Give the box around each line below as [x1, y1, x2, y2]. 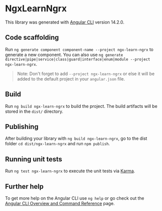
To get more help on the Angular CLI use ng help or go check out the [5, 195, 144, 201]
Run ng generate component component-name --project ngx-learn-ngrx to [5, 46, 154, 52]
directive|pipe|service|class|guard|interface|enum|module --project [5, 57, 151, 62]
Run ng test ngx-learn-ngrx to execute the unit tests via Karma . [5, 168, 135, 174]
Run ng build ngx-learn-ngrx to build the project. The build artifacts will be [5, 103, 158, 109]
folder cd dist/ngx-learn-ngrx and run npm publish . [5, 141, 110, 147]
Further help [5, 182, 44, 190]
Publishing [5, 122, 39, 131]
